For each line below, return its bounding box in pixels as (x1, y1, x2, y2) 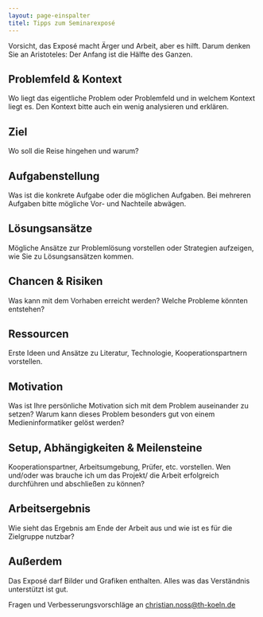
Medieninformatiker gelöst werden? (8, 418, 125, 428)
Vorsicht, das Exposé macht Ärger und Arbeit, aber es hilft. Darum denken (8, 41, 251, 50)
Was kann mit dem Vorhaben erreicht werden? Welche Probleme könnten (8, 295, 248, 305)
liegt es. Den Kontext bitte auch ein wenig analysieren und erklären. (8, 102, 229, 111)
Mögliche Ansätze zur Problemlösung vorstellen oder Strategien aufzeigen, (8, 243, 254, 252)
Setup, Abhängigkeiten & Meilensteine (8, 441, 203, 455)
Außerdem (8, 555, 63, 568)
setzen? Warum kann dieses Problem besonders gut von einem (8, 409, 215, 419)
